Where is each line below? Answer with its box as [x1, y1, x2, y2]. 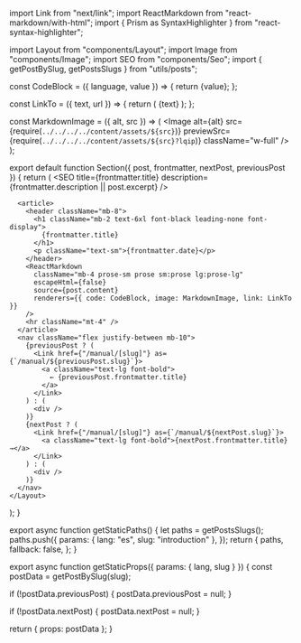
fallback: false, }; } [9, 544, 78, 554]
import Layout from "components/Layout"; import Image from [9, 44, 238, 55]
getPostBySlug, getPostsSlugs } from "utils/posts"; [9, 63, 198, 74]
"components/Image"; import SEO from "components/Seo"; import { [9, 54, 263, 64]
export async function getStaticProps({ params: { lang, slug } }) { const [9, 562, 273, 572]
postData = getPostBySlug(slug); [9, 571, 132, 582]
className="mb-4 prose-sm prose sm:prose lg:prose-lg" [32, 270, 244, 279]
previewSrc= [183, 126, 232, 136]
